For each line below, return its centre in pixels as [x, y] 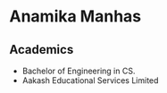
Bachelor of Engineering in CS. [79, 71]
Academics [42, 50]
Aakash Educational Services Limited [90, 80]
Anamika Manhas [75, 17]
